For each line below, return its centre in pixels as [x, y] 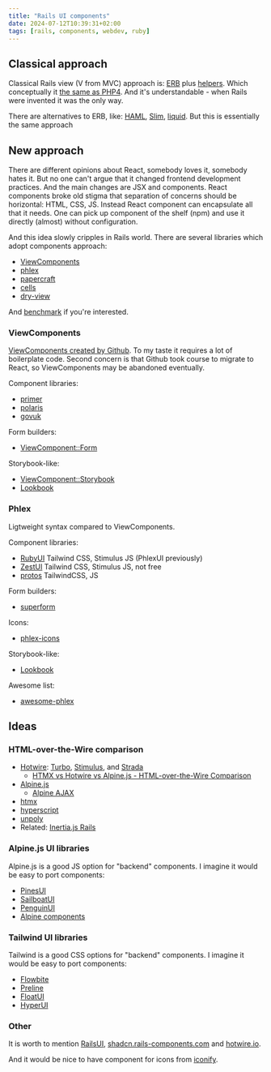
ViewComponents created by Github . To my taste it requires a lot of [121, 350]
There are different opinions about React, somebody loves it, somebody [128, 170]
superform [38, 607]
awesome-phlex [47, 701]
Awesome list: [32, 685]
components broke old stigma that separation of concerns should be [123, 196]
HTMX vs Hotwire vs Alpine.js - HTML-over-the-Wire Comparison [142, 776]
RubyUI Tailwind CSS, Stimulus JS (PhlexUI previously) [111, 558]
